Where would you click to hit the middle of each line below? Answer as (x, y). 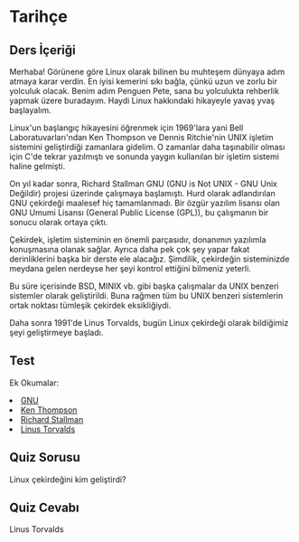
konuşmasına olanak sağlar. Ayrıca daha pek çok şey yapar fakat (130, 249)
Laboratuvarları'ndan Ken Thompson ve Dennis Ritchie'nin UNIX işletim (141, 137)
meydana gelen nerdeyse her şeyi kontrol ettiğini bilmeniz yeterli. (130, 268)
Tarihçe (38, 17)
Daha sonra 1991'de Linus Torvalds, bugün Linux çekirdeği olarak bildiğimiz (149, 323)
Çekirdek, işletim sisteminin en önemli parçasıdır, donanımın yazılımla (138, 240)
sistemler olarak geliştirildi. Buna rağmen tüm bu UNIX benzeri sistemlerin (146, 295)
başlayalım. (30, 110)
